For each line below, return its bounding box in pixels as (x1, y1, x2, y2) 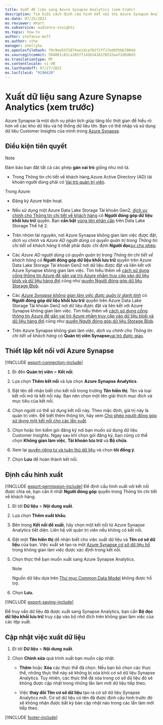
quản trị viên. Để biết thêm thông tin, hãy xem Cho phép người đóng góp (12, 413, 157, 418)
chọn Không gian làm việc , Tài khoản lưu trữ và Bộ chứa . (12, 438, 128, 444)
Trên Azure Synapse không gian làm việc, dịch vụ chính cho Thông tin (12, 328, 153, 333)
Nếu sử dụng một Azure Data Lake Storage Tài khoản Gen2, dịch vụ (12, 207, 148, 213)
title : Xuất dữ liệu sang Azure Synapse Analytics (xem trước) (5, 7, 136, 12)
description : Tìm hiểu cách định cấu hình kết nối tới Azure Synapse (5, 12, 149, 17)
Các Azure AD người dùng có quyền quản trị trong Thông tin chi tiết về (12, 252, 154, 258)
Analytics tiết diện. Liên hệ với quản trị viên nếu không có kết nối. (12, 527, 143, 533)
